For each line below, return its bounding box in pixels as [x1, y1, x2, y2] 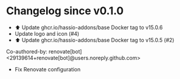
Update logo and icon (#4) [14, 30, 80, 37]
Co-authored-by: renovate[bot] [6, 48, 82, 55]
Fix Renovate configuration [14, 65, 81, 72]
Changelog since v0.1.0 [6, 4, 124, 18]
